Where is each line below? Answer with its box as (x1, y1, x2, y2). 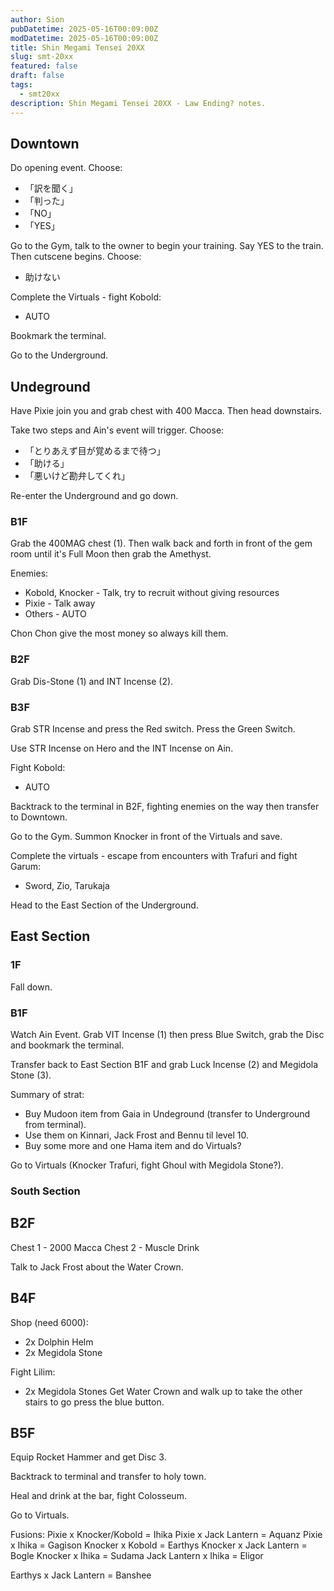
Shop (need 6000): (10, 1316, 89, 1328)
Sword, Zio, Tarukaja (24, 880, 110, 892)
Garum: (10, 861, 42, 873)
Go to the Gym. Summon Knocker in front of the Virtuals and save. (10, 831, 283, 843)
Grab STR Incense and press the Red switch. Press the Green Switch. (10, 723, 296, 735)
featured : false (10, 61, 78, 71)
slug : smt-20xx (10, 52, 74, 62)
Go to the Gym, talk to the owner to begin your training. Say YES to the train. (10, 240, 324, 252)
